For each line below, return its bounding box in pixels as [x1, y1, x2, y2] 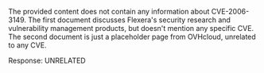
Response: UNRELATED [8, 56, 86, 65]
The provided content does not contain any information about [8, 7, 210, 16]
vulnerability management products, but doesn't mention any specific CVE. [8, 24, 254, 33]
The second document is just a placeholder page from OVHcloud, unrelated [8, 32, 256, 41]
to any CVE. [8, 40, 47, 50]
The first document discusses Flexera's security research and [27, 15, 231, 25]
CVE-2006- [211, 7, 250, 16]
